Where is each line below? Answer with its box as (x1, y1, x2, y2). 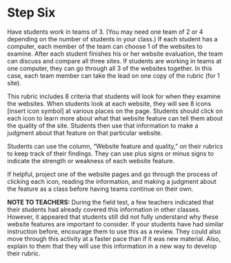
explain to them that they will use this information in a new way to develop (7, 242, 217, 250)
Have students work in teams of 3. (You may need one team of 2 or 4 (7, 28, 203, 36)
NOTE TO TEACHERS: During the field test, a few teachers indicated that (7, 198, 214, 206)
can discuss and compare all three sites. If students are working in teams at (7, 56, 222, 65)
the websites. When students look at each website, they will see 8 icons (7, 99, 212, 107)
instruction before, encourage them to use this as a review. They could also (7, 227, 221, 235)
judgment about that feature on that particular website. (7, 129, 163, 137)
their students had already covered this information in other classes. (7, 205, 201, 213)
